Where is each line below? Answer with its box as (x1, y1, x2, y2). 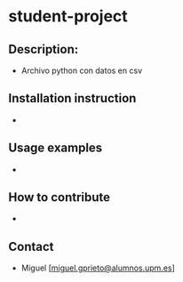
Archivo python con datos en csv (20, 65, 143, 76)
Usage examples (8, 141, 103, 156)
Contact (8, 238, 54, 254)
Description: (8, 42, 79, 57)
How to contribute (8, 189, 111, 205)
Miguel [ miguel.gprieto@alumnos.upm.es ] (20, 262, 175, 273)
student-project (8, 6, 128, 27)
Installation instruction (8, 91, 137, 106)
